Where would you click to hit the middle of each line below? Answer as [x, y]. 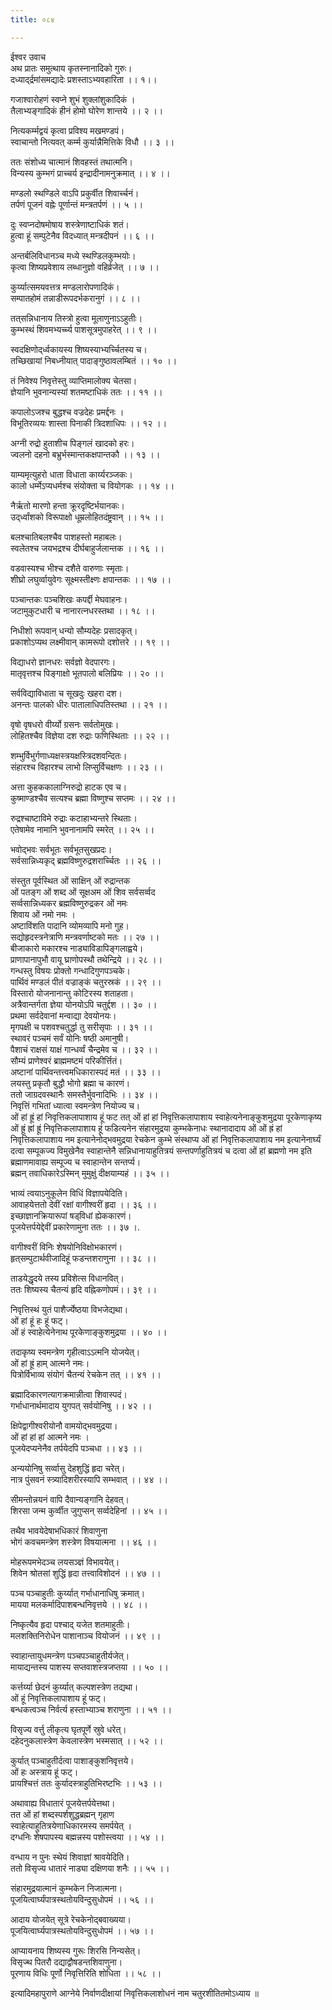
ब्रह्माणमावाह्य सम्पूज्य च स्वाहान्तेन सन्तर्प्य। [76, 1162]
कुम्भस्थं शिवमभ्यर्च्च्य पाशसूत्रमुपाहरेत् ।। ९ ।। [84, 329]
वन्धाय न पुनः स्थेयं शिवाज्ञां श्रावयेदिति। [70, 1857]
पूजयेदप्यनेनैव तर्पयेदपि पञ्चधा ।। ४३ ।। [76, 1448]
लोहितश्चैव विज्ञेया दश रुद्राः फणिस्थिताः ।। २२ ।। [90, 735]
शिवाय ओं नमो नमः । [43, 914]
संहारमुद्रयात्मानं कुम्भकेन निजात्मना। [66, 1888]
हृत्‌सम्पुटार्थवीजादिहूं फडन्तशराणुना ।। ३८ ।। [83, 1258]
